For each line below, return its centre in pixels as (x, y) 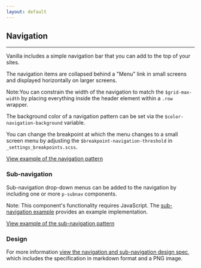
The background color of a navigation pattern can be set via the (85, 116)
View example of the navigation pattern (55, 159)
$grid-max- (179, 93)
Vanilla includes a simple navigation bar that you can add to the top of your (98, 56)
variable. (74, 123)
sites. (13, 62)
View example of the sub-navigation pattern (60, 223)
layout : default (26, 12)
